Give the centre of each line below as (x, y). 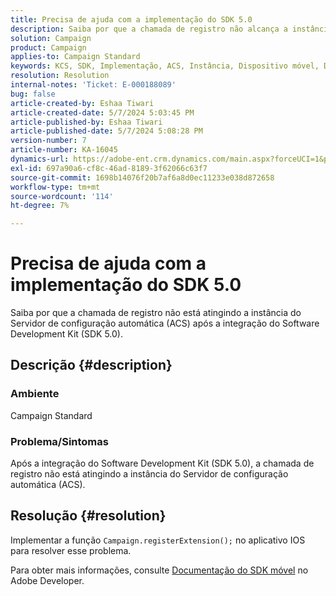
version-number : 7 (48, 141)
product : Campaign (48, 47)
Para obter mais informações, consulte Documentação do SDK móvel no (159, 570)
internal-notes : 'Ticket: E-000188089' (93, 85)
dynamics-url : (40, 159)
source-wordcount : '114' (62, 196)
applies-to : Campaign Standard (75, 57)
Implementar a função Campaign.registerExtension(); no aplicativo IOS (158, 540)
